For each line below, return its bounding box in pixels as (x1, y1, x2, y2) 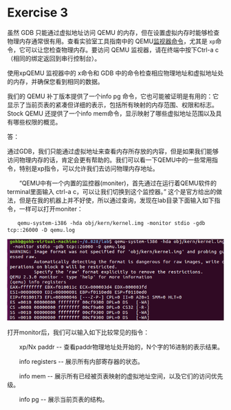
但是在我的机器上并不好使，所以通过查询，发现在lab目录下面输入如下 (19, 196, 214, 204)
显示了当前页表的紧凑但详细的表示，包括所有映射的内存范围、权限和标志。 (7, 100, 218, 109)
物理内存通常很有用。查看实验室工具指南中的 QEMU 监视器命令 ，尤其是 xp (7, 36, 216, 45)
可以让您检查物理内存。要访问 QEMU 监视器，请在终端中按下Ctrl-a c (25, 45, 219, 54)
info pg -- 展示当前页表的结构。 (19, 396, 109, 404)
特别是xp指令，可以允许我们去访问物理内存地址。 (19, 164, 159, 173)
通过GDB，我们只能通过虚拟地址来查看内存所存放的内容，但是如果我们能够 (7, 147, 219, 155)
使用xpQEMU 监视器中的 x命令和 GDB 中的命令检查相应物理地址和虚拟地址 (7, 69, 218, 77)
